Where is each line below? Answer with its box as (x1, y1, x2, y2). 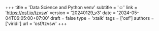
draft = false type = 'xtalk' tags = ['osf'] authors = (50, 15, 154, 21)
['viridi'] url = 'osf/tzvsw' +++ (5, 20, 67, 26)
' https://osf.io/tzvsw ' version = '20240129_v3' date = (5, 10, 116, 16)
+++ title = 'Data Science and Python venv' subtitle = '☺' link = (5, 5, 138, 10)
